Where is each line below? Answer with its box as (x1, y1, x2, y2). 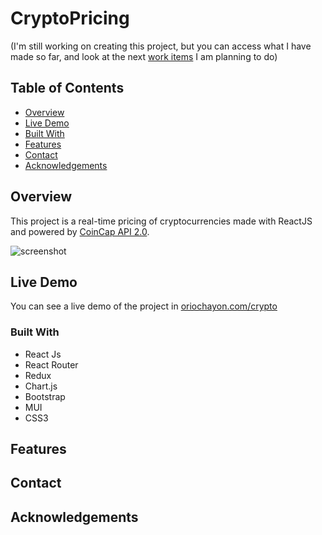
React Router (24, 358, 79, 371)
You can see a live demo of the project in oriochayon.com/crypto (10, 300, 278, 312)
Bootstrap (24, 390, 66, 402)
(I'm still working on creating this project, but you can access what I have (10, 40, 312, 52)
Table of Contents (10, 80, 125, 97)
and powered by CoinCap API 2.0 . (10, 225, 150, 237)
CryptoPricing (10, 7, 130, 30)
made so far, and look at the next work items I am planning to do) (10, 50, 278, 62)
